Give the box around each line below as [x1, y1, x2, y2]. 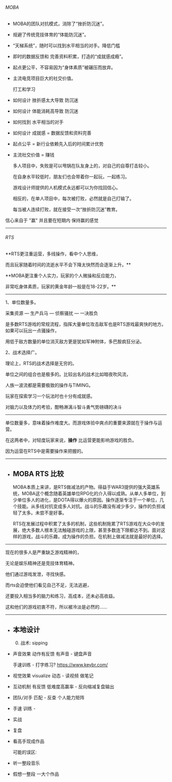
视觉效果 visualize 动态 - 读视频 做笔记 [12, 672, 94, 679]
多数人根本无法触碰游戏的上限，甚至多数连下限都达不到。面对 [30, 527, 161, 533]
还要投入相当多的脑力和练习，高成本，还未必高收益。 [5, 593, 118, 599]
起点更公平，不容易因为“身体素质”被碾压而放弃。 [12, 64, 116, 70]
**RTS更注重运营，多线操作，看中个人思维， [5, 251, 101, 257]
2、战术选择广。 [5, 350, 40, 356]
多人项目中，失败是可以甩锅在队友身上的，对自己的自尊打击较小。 [12, 162, 152, 169]
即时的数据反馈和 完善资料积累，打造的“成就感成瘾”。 [12, 53, 126, 60]
